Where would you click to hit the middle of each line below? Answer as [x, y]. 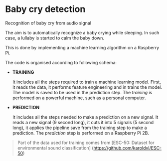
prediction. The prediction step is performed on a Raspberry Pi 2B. [81, 133]
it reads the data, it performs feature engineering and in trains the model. [87, 87]
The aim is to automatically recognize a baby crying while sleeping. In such [82, 32]
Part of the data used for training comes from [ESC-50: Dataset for [86, 143]
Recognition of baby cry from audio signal [48, 23]
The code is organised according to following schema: [61, 62]
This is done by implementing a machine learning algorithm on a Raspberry [82, 47]
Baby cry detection [45, 9]
